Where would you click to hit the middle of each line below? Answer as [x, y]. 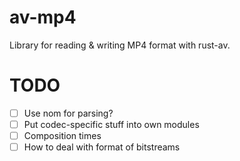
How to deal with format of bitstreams [102, 147]
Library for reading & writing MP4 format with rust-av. [120, 45]
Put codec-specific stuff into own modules [111, 124]
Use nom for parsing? [68, 113]
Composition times [62, 135]
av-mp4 [43, 17]
